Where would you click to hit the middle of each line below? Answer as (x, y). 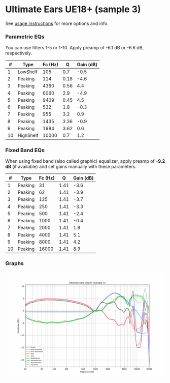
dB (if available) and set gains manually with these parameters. (71, 167)
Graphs (14, 263)
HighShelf (28, 135)
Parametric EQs (25, 37)
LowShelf (27, 72)
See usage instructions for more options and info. (57, 23)
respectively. (19, 53)
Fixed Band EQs (25, 150)
